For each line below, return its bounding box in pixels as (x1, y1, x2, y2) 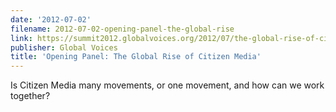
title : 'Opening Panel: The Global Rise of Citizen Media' (10, 52, 262, 62)
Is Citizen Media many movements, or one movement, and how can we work (10, 79, 325, 91)
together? (10, 90, 51, 102)
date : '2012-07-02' (10, 14, 92, 25)
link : (10, 33, 33, 43)
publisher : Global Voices (10, 42, 118, 53)
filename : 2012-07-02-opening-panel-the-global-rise (10, 24, 235, 34)
